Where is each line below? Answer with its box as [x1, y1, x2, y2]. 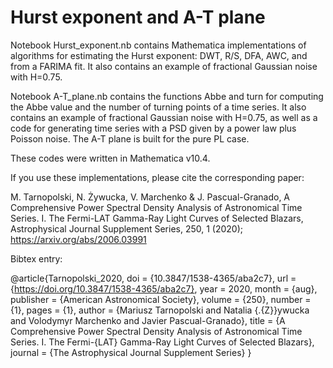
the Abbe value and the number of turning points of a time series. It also [10, 101, 307, 113]
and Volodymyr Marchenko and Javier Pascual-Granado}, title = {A [10, 314, 286, 326]
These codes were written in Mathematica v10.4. [10, 152, 211, 164]
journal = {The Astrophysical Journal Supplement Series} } [10, 346, 252, 358]
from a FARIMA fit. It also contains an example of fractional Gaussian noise [10, 60, 318, 72]
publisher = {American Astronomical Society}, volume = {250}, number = [10, 293, 312, 305]
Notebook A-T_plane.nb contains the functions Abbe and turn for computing [10, 90, 324, 102]
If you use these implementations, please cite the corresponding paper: [10, 171, 305, 183]
